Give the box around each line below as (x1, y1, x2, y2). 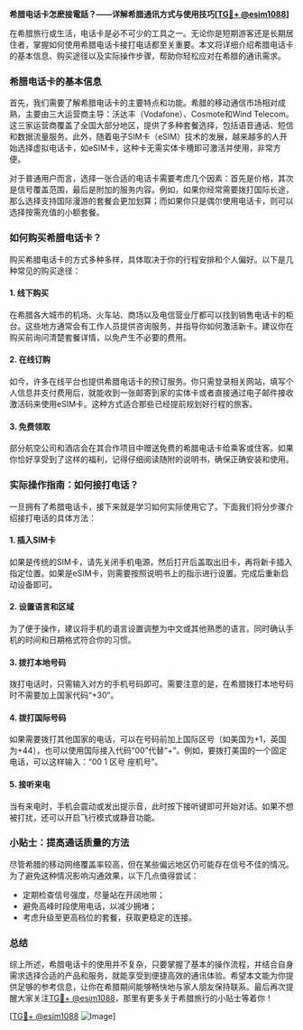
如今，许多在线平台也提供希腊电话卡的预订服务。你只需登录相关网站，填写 (9, 376, 286, 386)
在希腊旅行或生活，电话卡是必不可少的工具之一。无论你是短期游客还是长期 (9, 28, 286, 39)
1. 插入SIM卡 (9, 534, 56, 545)
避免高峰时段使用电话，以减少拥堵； (22, 900, 158, 911)
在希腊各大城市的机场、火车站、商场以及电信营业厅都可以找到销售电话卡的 (9, 309, 286, 320)
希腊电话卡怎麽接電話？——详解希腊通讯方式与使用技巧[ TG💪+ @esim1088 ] (9, 9, 290, 19)
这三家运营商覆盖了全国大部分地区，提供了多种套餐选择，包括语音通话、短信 (9, 120, 294, 131)
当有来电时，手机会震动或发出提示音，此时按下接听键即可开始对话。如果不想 (9, 801, 294, 812)
